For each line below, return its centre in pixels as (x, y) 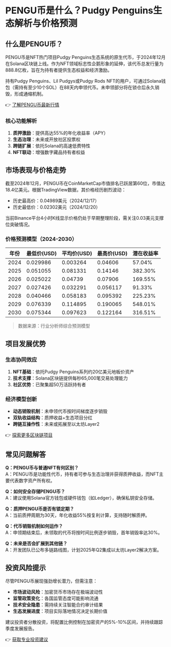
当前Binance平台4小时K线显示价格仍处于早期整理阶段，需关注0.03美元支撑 (85, 218)
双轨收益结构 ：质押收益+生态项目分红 (53, 418)
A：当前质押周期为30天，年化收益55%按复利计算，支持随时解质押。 (78, 515)
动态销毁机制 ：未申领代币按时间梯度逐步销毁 (60, 411)
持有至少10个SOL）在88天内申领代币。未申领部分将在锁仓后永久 (87, 87)
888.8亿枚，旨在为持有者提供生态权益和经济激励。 (59, 70)
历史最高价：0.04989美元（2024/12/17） (56, 201)
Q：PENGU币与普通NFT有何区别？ (42, 468)
